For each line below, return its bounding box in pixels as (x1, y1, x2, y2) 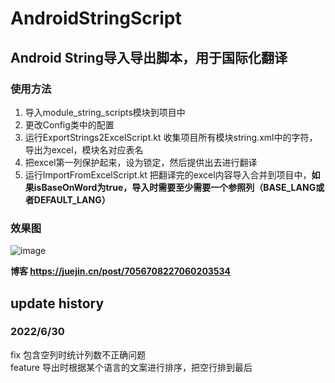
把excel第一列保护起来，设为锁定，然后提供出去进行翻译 (24, 156, 258, 168)
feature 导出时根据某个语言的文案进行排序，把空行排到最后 (10, 361, 253, 373)
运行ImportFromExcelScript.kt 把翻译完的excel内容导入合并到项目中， (24, 168, 312, 181)
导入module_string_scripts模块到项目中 (24, 106, 186, 118)
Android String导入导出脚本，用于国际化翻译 (10, 49, 288, 66)
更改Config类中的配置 (24, 118, 115, 131)
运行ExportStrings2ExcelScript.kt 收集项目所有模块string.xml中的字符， (24, 131, 318, 143)
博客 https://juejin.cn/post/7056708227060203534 (10, 265, 232, 277)
